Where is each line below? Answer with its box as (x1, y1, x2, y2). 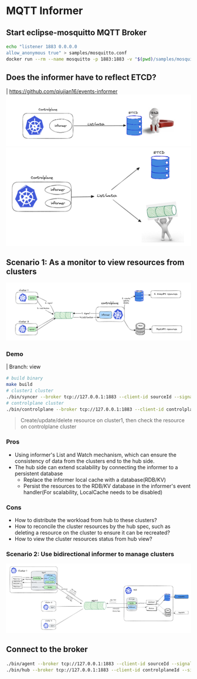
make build (6, 382, 33, 388)
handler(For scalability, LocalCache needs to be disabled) (23, 489, 163, 496)
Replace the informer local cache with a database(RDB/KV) (23, 476, 166, 483)
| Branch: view (6, 363, 41, 371)
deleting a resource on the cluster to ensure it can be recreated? (14, 529, 171, 536)
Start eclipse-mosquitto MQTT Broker (6, 28, 147, 38)
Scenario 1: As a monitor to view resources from (6, 257, 185, 267)
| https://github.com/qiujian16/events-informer (6, 88, 118, 95)
